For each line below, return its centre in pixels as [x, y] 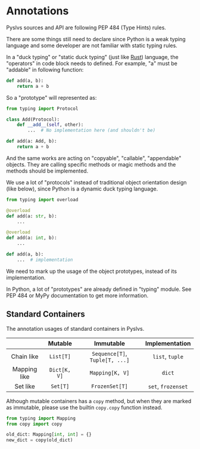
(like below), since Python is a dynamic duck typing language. [82, 189]
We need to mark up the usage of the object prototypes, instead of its [92, 271]
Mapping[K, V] [110, 373]
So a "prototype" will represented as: [51, 97]
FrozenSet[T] [110, 386]
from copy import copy [34, 424]
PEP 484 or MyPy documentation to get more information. [77, 295]
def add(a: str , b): [32, 216]
